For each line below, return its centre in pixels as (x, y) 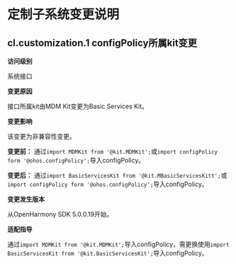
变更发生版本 (26, 199)
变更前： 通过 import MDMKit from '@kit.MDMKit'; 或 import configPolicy (113, 151)
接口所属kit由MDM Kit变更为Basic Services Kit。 (78, 106)
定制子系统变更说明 (63, 15)
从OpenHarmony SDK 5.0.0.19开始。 (60, 214)
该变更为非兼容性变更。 (41, 136)
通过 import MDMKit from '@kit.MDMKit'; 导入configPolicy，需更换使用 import (118, 244)
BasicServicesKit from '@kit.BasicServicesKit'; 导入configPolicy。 (108, 253)
